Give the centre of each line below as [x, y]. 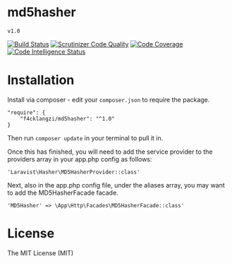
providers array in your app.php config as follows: [80, 159]
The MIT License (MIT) [41, 253]
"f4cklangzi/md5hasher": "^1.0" [67, 118]
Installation [41, 80]
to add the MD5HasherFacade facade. [63, 192]
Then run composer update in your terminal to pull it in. [85, 137]
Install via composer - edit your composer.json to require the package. [109, 99]
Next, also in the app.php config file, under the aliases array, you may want [116, 185]
